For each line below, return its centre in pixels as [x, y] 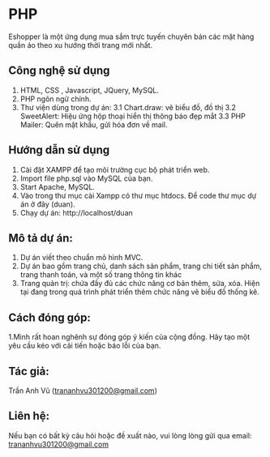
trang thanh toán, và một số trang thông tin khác [101, 275]
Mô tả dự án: [41, 238]
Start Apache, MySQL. [58, 186]
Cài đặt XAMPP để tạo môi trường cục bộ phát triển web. [115, 169]
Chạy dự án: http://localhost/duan [77, 212]
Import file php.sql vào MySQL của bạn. [86, 178]
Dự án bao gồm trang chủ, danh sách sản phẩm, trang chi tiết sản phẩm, [141, 266]
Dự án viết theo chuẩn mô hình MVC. [81, 258]
